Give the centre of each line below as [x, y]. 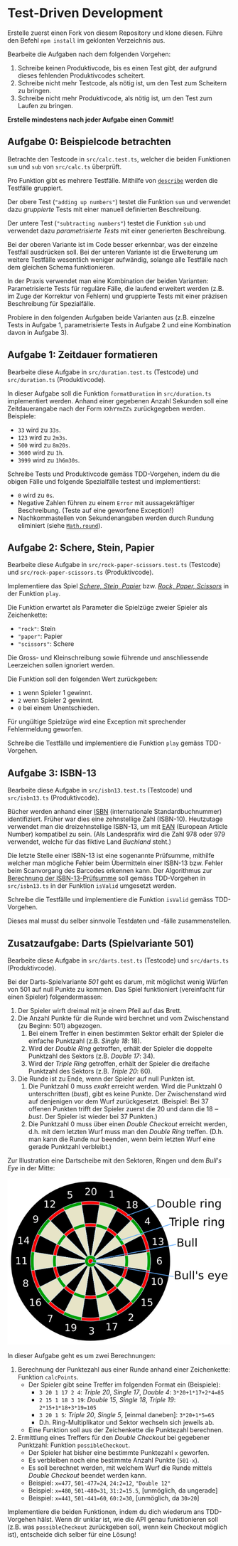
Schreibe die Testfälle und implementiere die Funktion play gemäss [106, 743]
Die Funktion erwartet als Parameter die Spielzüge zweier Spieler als [108, 608]
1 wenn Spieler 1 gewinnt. [55, 693]
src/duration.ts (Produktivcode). [57, 379]
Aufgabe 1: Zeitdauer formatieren [83, 355]
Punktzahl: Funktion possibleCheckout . [74, 1445]
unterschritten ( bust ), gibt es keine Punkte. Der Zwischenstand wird [127, 1094]
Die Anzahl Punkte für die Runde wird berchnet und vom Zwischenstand [123, 1018]
